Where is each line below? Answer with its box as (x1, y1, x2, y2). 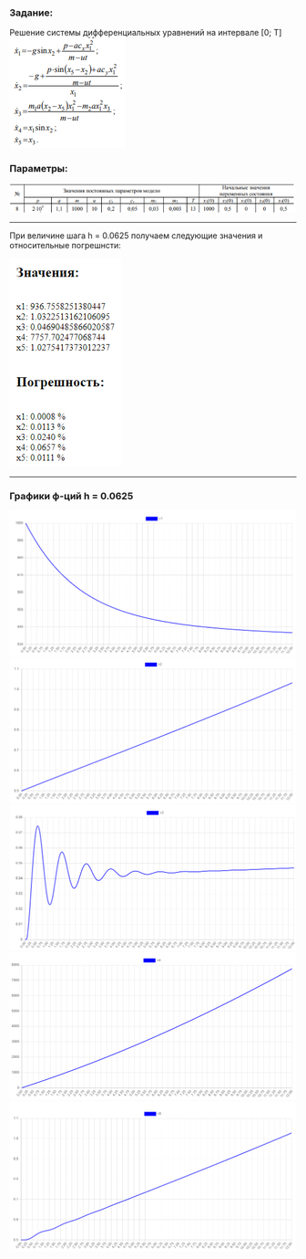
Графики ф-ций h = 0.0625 (9, 489, 134, 502)
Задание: (9, 6, 53, 19)
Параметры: (9, 163, 68, 175)
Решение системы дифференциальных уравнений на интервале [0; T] (9, 27, 282, 38)
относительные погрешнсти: (9, 239, 121, 250)
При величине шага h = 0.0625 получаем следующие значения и (9, 230, 263, 241)
